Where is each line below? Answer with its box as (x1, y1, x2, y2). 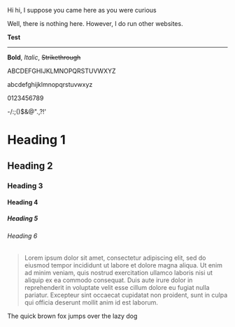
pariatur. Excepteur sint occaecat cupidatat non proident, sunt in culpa (24, 291, 228, 299)
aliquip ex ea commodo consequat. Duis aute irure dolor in (24, 276, 193, 284)
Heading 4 (7, 198, 38, 207)
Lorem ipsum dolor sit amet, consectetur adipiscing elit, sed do (24, 253, 206, 262)
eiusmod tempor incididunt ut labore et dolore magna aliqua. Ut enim (24, 260, 222, 269)
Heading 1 (7, 132, 66, 148)
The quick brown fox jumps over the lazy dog (7, 312, 138, 320)
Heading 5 (7, 214, 38, 223)
